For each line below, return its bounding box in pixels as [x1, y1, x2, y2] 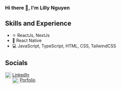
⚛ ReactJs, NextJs [12, 32, 50, 38]
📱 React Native [12, 37, 42, 43]
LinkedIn [12, 71, 30, 77]
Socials [5, 59, 28, 67]
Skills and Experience [5, 19, 72, 28]
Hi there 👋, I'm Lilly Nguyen [5, 4, 70, 11]
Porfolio [20, 77, 36, 83]
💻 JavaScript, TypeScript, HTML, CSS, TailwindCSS [12, 43, 116, 49]
